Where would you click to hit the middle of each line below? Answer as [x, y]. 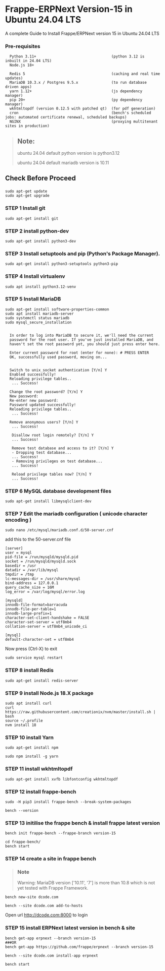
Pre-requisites [23, 46]
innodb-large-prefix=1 [28, 613]
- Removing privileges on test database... [57, 461]
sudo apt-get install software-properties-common [57, 309]
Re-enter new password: [34, 400]
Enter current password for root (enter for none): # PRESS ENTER [79, 353]
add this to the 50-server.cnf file [38, 540]
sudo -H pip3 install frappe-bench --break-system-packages [68, 802]
